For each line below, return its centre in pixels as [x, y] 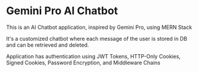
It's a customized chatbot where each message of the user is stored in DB [97, 38]
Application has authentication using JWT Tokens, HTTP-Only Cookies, [93, 56]
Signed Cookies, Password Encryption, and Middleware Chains [83, 63]
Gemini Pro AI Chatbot [62, 11]
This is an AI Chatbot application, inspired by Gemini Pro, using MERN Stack [99, 27]
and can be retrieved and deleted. [48, 45]
